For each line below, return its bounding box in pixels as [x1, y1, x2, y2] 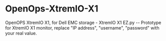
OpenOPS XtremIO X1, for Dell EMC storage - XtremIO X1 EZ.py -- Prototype [5, 19, 162, 25]
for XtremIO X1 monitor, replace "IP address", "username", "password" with [5, 24, 160, 30]
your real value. [5, 30, 37, 36]
